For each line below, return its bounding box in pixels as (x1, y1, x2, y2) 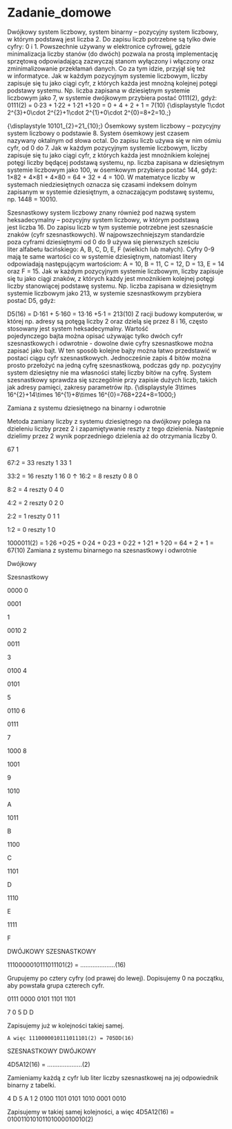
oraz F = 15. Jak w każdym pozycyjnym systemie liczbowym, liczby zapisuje (7, 267, 224, 275)
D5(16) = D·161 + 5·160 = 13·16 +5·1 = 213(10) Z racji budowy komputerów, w (7, 309, 223, 318)
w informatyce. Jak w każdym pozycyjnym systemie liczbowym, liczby (7, 71, 209, 80)
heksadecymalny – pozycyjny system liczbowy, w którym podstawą (7, 215, 200, 224)
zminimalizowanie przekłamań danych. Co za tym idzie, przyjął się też (7, 64, 206, 72)
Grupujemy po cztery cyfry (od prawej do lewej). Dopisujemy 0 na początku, (7, 974, 224, 982)
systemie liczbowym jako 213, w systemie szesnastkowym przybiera (7, 288, 202, 297)
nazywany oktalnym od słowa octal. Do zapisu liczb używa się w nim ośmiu (7, 136, 222, 144)
